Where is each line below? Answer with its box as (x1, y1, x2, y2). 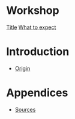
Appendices (6, 86, 68, 100)
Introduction (6, 45, 70, 59)
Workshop (6, 4, 59, 18)
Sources (14, 106, 36, 113)
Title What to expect (6, 24, 56, 31)
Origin (14, 65, 31, 72)
